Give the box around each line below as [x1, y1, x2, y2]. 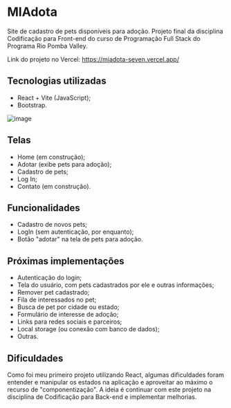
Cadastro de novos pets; [17, 221, 88, 229]
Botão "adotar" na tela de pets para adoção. [17, 235, 143, 243]
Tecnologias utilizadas [7, 75, 107, 87]
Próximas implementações [7, 255, 124, 267]
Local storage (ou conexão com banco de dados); [17, 325, 160, 333]
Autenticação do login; [17, 274, 82, 282]
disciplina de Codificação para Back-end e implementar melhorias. [7, 393, 197, 401]
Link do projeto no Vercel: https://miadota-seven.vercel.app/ [7, 55, 180, 63]
